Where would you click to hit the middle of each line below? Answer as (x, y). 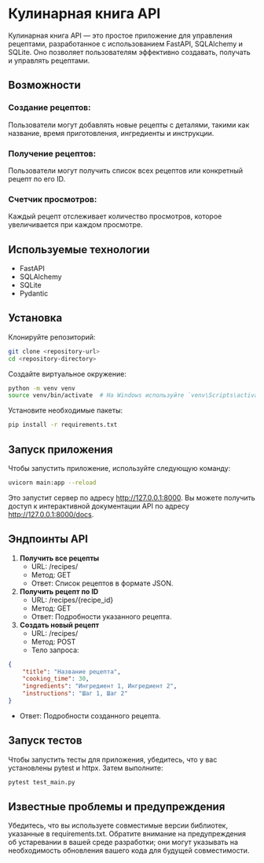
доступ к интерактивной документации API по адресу (99, 506)
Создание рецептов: (50, 108)
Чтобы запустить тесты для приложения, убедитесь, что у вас (113, 759)
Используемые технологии (79, 250)
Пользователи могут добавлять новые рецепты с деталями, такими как (129, 125)
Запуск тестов (45, 741)
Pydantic (34, 294)
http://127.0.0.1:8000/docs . (51, 514)
